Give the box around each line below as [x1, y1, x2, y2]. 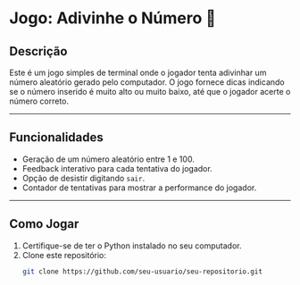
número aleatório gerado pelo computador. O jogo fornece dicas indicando [9, 77, 285, 88]
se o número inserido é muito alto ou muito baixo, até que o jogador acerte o [9, 87, 291, 96]
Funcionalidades [9, 130, 104, 146]
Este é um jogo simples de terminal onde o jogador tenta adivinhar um [9, 67, 267, 78]
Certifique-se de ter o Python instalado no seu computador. [21, 240, 242, 251]
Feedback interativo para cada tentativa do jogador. [21, 163, 212, 173]
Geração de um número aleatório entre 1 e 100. [21, 154, 195, 164]
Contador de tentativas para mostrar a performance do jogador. [21, 182, 257, 193]
